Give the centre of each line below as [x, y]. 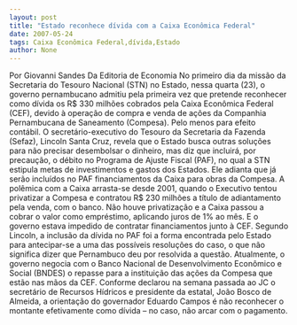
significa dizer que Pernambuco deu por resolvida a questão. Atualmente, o [147, 254]
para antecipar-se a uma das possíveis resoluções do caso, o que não [137, 245]
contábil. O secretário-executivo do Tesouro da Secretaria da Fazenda [137, 132]
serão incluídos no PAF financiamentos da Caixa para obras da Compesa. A [147, 179]
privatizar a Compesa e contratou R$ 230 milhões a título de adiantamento [145, 198]
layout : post [33, 17]
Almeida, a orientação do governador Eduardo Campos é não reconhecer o [147, 301]
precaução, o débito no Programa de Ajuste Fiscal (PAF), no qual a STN [140, 160]
